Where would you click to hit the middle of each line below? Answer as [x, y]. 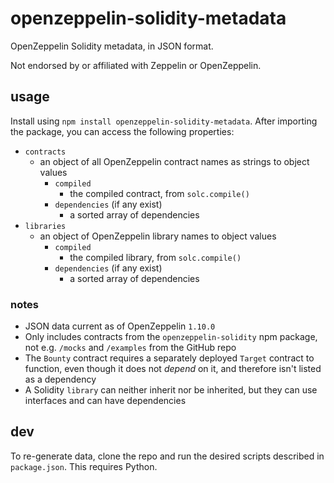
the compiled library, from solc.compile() [155, 257]
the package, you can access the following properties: [122, 131]
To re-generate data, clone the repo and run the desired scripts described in [167, 456]
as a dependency [60, 379]
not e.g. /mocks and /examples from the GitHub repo [130, 348]
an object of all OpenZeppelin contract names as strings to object [174, 161]
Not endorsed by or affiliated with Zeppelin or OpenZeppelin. [136, 65]
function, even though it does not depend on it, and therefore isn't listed [173, 369]
